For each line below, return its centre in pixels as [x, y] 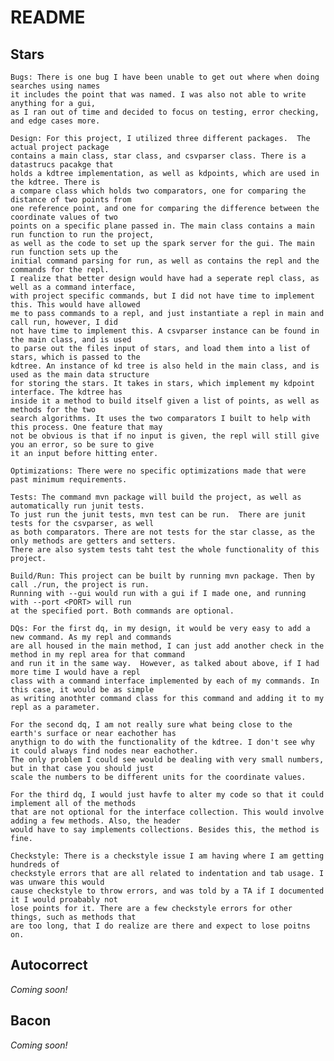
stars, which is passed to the [75, 357]
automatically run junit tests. [77, 506]
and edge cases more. [55, 121]
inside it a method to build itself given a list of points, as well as [165, 401]
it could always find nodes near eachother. [104, 751]
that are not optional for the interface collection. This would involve [167, 812]
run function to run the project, [82, 235]
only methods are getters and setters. [93, 541]
